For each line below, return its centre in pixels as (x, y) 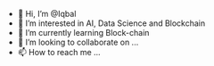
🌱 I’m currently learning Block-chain (83, 33)
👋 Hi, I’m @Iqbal (47, 14)
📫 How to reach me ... (59, 52)
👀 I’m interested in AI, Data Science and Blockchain (111, 23)
